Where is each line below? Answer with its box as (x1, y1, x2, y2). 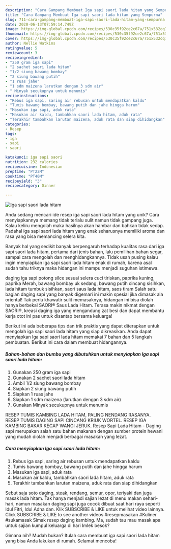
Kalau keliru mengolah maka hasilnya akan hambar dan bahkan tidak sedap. (5, 223, 164, 229)
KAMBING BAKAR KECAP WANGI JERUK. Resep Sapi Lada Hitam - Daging (5, 423, 161, 429)
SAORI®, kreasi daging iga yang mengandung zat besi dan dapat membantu (5, 308, 164, 314)
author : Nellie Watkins (5, 41, 56, 46)
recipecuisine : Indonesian (5, 164, 63, 169)
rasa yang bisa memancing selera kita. (5, 233, 86, 239)
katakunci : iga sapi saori (5, 155, 63, 160)
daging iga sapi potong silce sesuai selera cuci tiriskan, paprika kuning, (5, 275, 155, 281)
